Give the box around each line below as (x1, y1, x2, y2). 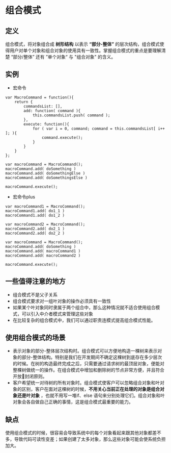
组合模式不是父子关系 (12, 291, 58, 297)
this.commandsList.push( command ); (32, 113, 110, 118)
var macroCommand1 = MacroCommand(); (5, 204, 85, 209)
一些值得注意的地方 (5, 277, 66, 286)
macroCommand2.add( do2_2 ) (5, 231, 65, 236)
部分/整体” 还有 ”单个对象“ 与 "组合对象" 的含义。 (13, 54, 116, 60)
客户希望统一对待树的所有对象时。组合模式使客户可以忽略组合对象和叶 (12, 380, 160, 386)
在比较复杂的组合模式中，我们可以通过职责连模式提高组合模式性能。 (12, 317, 156, 323)
